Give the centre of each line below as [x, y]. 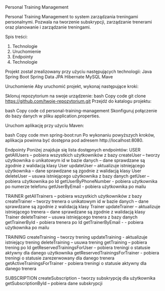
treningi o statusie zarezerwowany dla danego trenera [60, 258]
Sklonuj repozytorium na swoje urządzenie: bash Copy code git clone [76, 96]
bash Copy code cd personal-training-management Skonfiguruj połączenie [81, 111]
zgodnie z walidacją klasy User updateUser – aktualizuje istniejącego [75, 165]
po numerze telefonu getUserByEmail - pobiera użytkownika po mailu [76, 186]
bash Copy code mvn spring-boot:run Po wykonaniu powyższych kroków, [80, 135]
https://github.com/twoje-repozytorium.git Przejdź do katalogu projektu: [78, 101]
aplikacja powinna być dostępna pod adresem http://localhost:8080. [74, 140]
